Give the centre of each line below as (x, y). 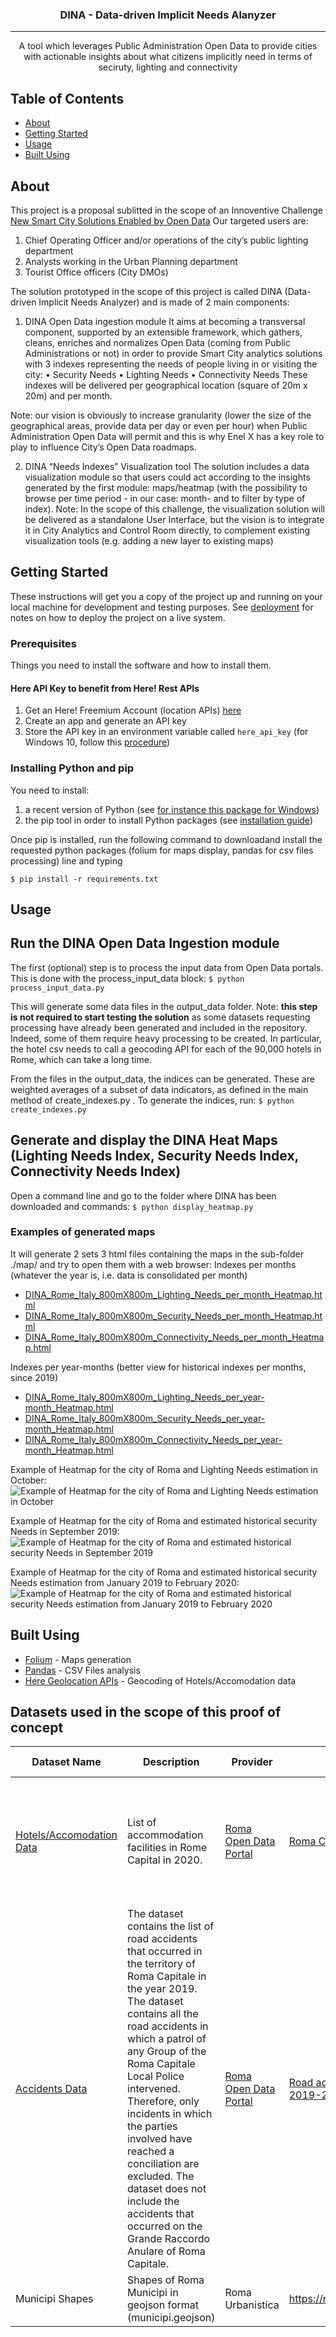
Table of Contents (67, 98)
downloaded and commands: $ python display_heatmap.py (132, 1206)
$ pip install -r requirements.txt (84, 879)
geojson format (163, 2305)
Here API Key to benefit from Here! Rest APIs (105, 688)
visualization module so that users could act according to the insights (167, 477)
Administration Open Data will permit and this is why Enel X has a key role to (167, 436)
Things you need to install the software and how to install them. (141, 665)
